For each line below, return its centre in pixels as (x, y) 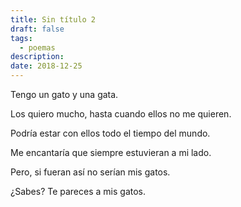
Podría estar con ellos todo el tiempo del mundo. (110, 133)
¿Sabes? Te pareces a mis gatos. (78, 191)
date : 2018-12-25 (46, 66)
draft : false (37, 29)
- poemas (37, 47)
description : (37, 57)
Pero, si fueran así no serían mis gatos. (90, 172)
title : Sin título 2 (53, 19)
